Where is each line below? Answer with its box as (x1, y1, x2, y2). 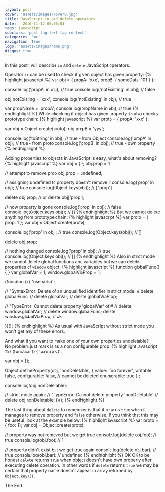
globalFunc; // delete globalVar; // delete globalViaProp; (5, 293, 118, 299)
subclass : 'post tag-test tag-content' (5, 30, 87, 35)
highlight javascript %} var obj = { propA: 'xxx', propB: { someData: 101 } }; (5, 77, 155, 83)
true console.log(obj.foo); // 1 (5, 437, 64, 443)
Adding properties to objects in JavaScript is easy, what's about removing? (5, 155, 157, 161)
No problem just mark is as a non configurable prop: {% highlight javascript (5, 343, 157, 349)
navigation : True (5, 39, 41, 44)
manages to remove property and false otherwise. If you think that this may (5, 412, 159, 418)
